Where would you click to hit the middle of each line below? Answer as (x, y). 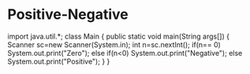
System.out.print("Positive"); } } (59, 61)
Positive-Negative (68, 15)
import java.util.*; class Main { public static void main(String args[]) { (119, 36)
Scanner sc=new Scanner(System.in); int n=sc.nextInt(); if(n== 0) (114, 44)
